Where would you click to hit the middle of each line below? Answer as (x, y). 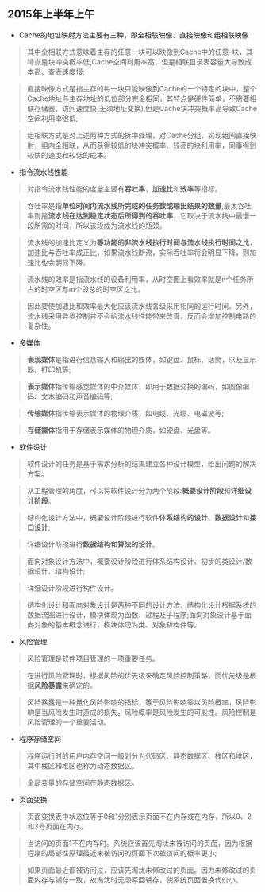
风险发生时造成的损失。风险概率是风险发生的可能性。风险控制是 (152, 712)
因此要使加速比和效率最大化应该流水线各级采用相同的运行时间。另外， (142, 306)
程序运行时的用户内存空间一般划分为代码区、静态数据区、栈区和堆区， (142, 755)
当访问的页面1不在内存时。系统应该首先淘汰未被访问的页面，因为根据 (140, 843)
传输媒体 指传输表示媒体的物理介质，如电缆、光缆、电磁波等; (125, 413)
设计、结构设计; (60, 571)
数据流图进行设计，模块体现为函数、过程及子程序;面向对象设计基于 (136, 615)
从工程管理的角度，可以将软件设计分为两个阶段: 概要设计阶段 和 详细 (136, 490)
